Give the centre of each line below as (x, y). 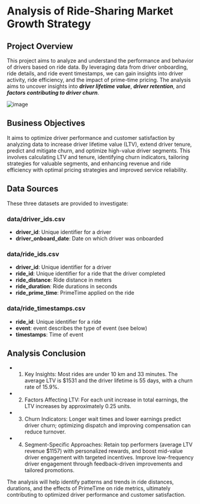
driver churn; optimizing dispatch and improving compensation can (108, 426)
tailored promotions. (49, 470)
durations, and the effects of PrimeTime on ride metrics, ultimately (89, 488)
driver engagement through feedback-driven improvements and (103, 464)
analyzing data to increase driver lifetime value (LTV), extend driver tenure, (99, 144)
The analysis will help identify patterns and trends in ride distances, (90, 482)
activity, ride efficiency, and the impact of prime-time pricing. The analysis (99, 80)
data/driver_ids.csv (36, 219)
